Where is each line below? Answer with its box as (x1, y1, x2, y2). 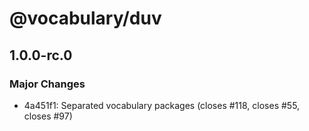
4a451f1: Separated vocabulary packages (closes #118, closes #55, (23, 99, 301, 111)
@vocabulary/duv (9, 7, 162, 30)
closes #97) (23, 110, 73, 122)
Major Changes (9, 77, 86, 91)
